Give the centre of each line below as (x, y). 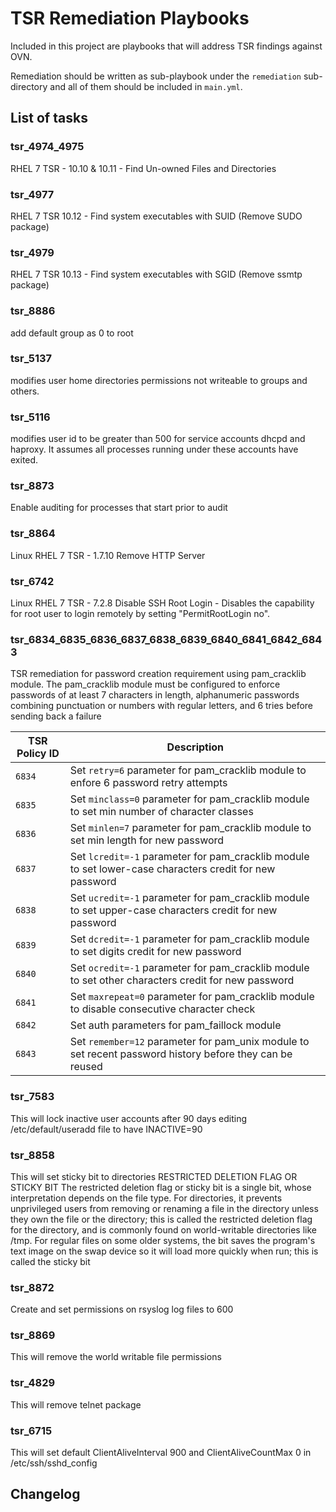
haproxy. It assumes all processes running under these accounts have (154, 449)
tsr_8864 (33, 534)
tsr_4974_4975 (47, 147)
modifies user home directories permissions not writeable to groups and (159, 380)
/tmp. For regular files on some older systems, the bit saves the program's (163, 1240)
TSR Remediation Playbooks (130, 18)
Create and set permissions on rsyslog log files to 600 (122, 1309)
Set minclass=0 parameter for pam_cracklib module (189, 799)
